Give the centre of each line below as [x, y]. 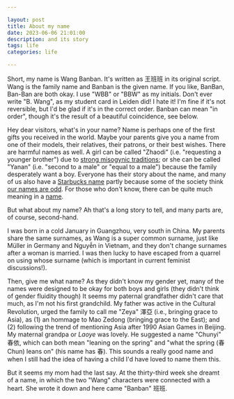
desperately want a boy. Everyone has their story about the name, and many [117, 174]
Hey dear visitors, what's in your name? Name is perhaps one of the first [111, 130]
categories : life [32, 52]
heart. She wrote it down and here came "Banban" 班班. [87, 388]
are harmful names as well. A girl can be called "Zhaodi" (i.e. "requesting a [114, 152]
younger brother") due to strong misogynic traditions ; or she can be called [114, 159]
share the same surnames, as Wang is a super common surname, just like [113, 238]
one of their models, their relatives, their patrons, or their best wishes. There [117, 144]
